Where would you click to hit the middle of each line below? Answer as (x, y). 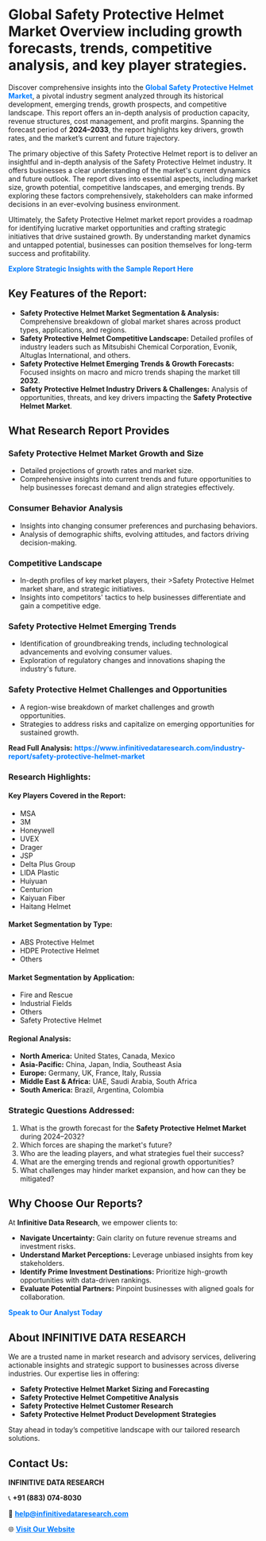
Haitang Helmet (45, 906)
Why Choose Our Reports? (75, 1203)
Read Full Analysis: (40, 747)
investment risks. (48, 1247)
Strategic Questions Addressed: (71, 1111)
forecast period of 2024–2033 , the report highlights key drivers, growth (126, 130)
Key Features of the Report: (78, 294)
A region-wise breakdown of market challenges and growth (117, 707)
